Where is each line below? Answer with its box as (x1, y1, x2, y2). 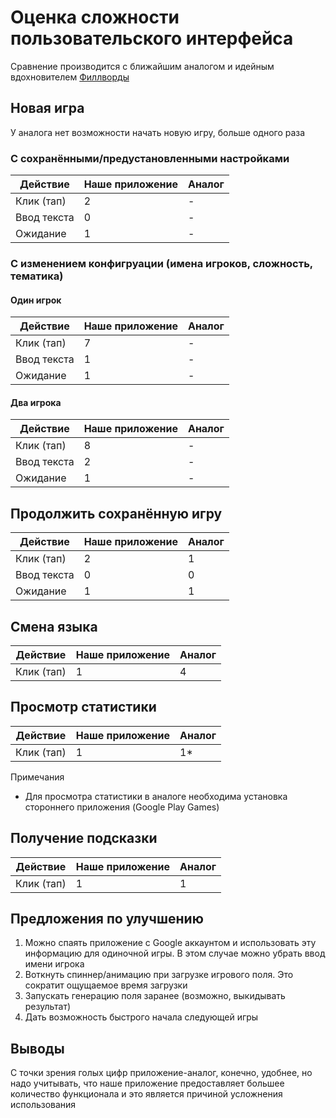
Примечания (10, 771, 65, 783)
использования (10, 1099, 77, 1111)
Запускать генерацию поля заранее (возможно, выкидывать (24, 990, 286, 1002)
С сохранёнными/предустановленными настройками (10, 151, 290, 165)
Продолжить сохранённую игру (10, 505, 223, 522)
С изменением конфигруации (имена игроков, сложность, (10, 256, 313, 270)
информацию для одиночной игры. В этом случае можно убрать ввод (24, 947, 326, 960)
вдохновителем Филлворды (10, 71, 130, 83)
